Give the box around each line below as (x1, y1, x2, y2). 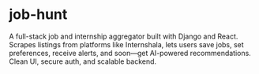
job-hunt (9, 6, 68, 24)
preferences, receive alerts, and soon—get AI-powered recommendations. (9, 48, 251, 57)
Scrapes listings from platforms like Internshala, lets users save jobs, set (9, 39, 244, 49)
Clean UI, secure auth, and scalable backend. (9, 57, 157, 66)
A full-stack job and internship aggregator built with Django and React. (9, 31, 238, 41)
